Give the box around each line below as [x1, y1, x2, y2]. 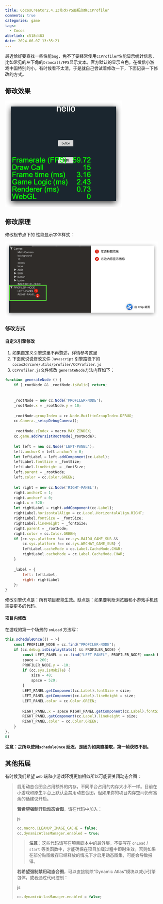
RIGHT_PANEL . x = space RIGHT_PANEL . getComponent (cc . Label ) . [22, 709, 147, 714]
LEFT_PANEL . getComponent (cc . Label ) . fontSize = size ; [22, 688, 131, 693]
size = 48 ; [31, 673, 53, 678]
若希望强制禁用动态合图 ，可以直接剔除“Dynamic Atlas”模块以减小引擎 [16, 869, 156, 874]
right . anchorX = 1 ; [14, 490, 53, 495]
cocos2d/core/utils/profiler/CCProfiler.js [12, 362, 102, 367]
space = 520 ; [31, 678, 57, 683]
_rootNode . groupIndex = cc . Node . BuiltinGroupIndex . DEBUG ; [14, 413, 133, 418]
